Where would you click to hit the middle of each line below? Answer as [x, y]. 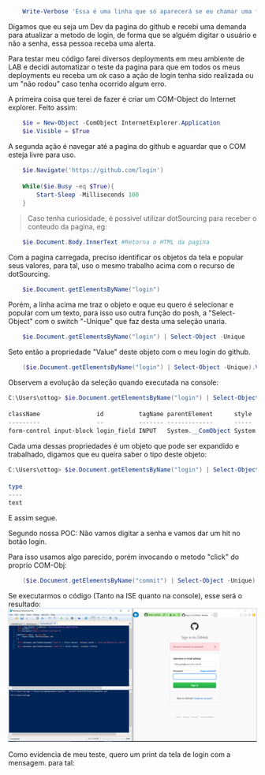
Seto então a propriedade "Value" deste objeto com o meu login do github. [129, 352]
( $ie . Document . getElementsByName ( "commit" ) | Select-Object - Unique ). [141, 581]
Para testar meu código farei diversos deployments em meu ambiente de [126, 58]
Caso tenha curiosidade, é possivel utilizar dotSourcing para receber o [142, 218]
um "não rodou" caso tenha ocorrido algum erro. [88, 84]
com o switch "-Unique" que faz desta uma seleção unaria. [131, 321]
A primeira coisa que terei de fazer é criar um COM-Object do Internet [122, 99]
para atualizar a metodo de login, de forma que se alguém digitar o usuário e [132, 35]
